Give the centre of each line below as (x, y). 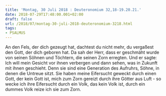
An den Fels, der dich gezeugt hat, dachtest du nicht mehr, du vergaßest (80, 47)
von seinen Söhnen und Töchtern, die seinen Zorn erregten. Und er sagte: (81, 57)
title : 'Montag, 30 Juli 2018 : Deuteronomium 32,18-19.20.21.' (73, 10)
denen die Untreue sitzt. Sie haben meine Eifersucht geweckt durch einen (81, 73)
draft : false (19, 19)
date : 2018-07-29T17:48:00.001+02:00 (44, 14)
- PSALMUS (15, 33)
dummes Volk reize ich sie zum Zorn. (43, 89)
